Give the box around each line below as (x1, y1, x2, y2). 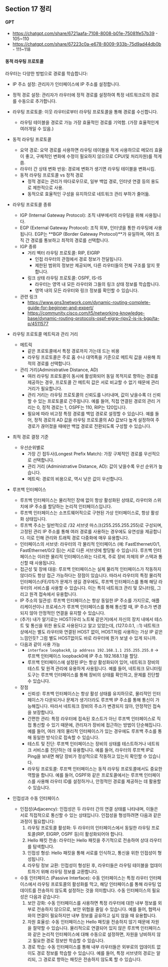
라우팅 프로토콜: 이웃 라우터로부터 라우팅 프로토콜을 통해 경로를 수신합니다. (12, 108, 158, 114)
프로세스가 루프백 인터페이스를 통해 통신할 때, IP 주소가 (45, 603, 152, 609)
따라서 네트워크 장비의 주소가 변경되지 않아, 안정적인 (49, 703, 151, 709)
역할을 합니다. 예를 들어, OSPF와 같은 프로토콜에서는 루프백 (27, 772, 143, 778)
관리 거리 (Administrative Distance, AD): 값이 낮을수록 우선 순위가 (27, 463, 157, 469)
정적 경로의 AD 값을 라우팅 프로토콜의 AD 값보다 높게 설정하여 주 (34, 417, 160, 423)
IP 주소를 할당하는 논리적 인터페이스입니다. (29, 503, 112, 509)
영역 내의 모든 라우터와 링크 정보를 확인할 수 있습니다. (34, 287, 139, 293)
